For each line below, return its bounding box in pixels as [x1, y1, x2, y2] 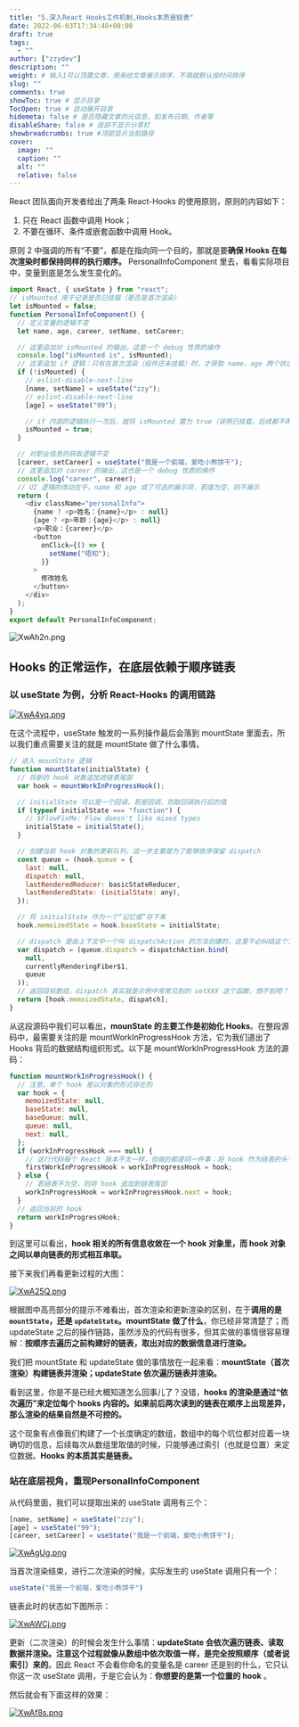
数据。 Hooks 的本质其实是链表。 [16, 1451, 137, 1461]
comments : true [9, 87, 66, 96]
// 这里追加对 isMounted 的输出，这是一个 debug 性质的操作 [17, 342, 221, 352]
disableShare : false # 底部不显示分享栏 [9, 121, 150, 130]
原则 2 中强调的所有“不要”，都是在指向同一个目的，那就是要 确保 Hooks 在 [9, 245, 279, 256]
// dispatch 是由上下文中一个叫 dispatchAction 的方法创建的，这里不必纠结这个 [17, 937, 288, 946]
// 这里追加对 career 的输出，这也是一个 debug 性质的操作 [17, 465, 215, 475]
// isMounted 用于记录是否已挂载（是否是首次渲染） [9, 293, 181, 303]
